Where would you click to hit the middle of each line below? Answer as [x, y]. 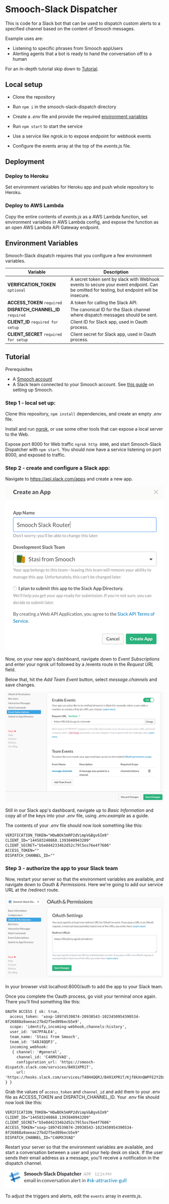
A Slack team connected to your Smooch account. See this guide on [83, 384]
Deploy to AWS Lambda [34, 206]
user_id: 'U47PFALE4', [33, 1032]
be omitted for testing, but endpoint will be [114, 290]
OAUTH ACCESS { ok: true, [32, 1012]
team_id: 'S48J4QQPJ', [33, 1042]
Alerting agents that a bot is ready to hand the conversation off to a [82, 54]
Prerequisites [19, 369]
